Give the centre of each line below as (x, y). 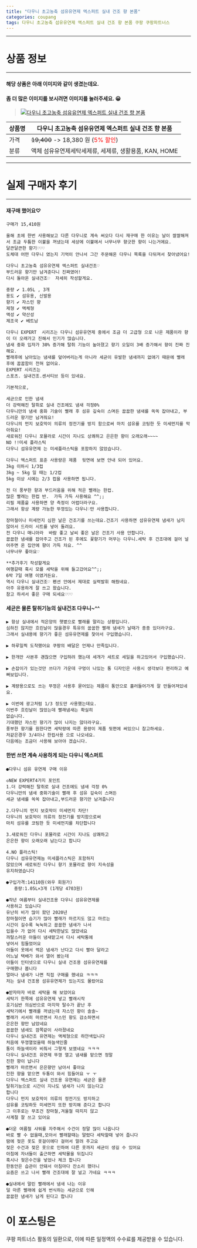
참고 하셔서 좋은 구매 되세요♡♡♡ (40, 594)
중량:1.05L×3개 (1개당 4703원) (48, 888)
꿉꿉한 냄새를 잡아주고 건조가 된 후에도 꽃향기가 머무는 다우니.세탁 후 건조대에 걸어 (94, 539)
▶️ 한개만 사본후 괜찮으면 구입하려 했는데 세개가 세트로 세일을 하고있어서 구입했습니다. (96, 657)
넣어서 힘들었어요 (23, 943)
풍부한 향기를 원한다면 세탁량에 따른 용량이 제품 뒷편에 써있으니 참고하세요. (86, 729)
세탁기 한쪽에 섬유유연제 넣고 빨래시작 (45, 999)
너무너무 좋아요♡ (23, 552)
